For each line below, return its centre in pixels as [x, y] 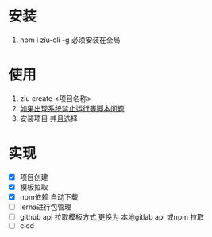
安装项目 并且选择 [48, 118]
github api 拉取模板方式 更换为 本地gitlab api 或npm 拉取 [112, 217]
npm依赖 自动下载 [49, 196]
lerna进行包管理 [45, 207]
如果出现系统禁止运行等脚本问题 [72, 108]
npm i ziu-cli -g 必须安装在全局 [70, 40]
